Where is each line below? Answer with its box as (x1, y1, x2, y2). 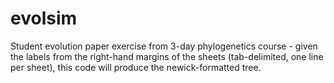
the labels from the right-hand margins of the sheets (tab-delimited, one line (10, 50, 324, 62)
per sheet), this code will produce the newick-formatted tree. (10, 61, 262, 73)
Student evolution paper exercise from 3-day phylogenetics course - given (10, 40, 318, 52)
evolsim (10, 7, 78, 30)
